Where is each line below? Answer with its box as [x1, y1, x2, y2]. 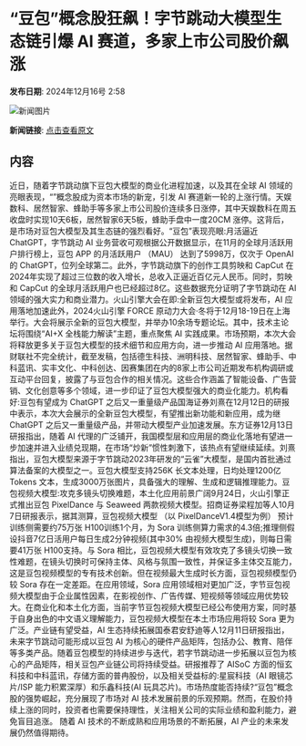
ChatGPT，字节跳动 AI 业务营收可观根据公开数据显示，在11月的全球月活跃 [9, 236, 286, 247]
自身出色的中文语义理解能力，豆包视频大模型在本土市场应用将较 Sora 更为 [16, 613, 295, 624]
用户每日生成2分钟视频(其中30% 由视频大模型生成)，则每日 [61, 533, 284, 544]
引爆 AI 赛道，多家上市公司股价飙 [41, 31, 290, 52]
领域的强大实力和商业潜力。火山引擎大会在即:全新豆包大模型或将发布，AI [9, 294, 283, 305]
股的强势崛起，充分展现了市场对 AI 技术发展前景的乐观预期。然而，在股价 [9, 692, 285, 703]
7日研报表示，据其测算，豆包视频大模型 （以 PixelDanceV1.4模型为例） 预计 [9, 510, 294, 521]
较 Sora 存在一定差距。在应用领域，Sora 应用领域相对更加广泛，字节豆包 [9, 578, 282, 589]
